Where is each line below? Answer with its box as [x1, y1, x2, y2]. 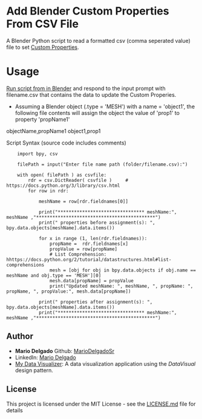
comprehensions [6, 262, 45, 268]
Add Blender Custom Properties [6, 4, 169, 18]
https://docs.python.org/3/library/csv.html [6, 183, 120, 189]
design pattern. [15, 366, 53, 374]
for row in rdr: [28, 187, 69, 194]
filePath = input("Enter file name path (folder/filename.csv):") [17, 161, 188, 167]
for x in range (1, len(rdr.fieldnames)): [38, 235, 148, 241]
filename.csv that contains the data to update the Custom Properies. [6, 91, 177, 98]
